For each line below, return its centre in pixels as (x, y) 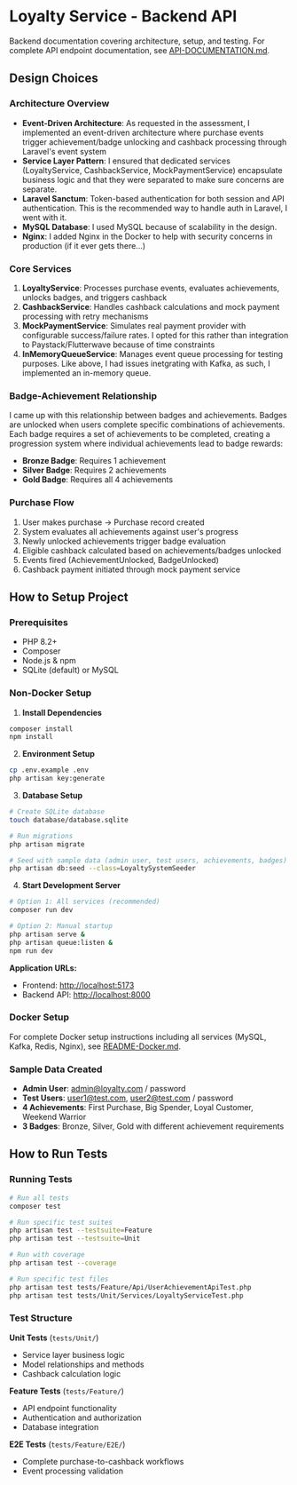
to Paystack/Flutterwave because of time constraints (118, 345)
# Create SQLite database (57, 812)
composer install (41, 729)
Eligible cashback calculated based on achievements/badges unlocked (152, 550)
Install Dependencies (62, 712)
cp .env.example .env (49, 770)
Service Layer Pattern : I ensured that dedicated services (126, 161)
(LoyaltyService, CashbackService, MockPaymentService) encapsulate (152, 170)
